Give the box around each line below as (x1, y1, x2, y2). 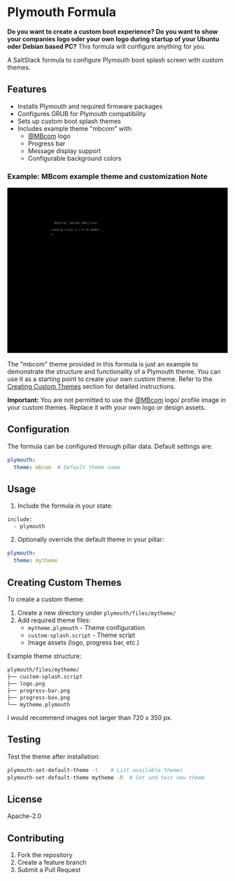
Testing (7, 733, 41, 745)
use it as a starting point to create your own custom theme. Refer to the (7, 375, 213, 383)
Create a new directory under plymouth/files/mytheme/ (17, 608, 176, 617)
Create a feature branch (17, 858, 87, 867)
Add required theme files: (17, 616, 91, 624)
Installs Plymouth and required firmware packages (17, 102, 163, 110)
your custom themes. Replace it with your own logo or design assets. (7, 403, 206, 412)
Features (7, 83, 47, 95)
